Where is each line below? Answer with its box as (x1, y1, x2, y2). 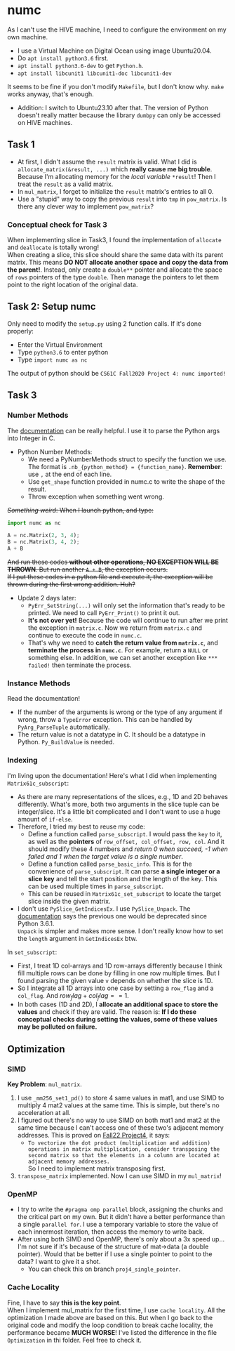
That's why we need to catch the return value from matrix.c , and (27, 638, 219, 647)
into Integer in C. (7, 434, 55, 442)
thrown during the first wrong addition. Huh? (7, 580, 135, 588)
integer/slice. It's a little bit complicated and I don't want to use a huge (17, 807, 221, 816)
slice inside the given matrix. (27, 897, 111, 905)
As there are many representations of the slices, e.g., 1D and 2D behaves (17, 792, 228, 800)
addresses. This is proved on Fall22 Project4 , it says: (17, 1131, 170, 1140)
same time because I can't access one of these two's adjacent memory (17, 1123, 224, 1132)
